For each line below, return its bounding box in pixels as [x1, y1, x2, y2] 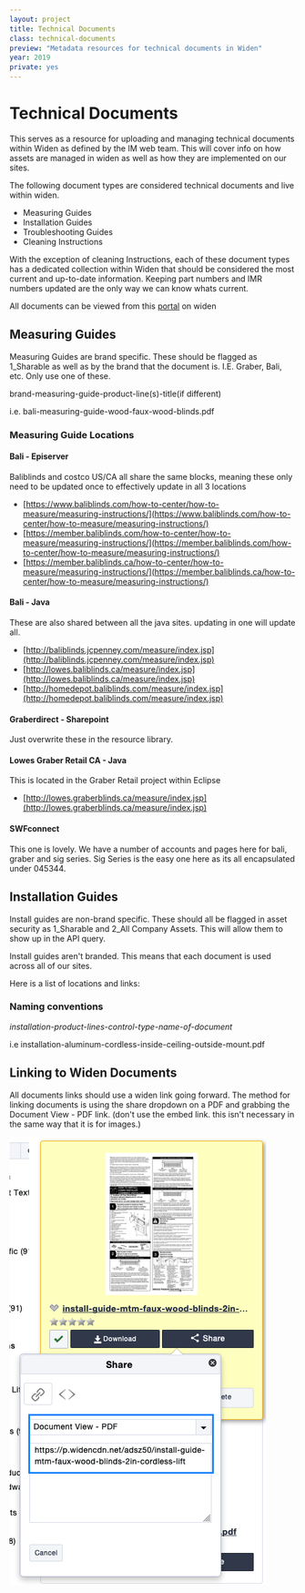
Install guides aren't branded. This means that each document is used [9, 950, 271, 961]
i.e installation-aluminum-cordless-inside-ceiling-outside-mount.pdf [9, 1038, 266, 1049]
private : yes [9, 63, 59, 72]
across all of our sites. [9, 960, 93, 971]
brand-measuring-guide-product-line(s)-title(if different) [9, 388, 221, 399]
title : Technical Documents [9, 24, 117, 34]
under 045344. [9, 863, 66, 873]
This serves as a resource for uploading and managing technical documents [9, 133, 295, 144]
